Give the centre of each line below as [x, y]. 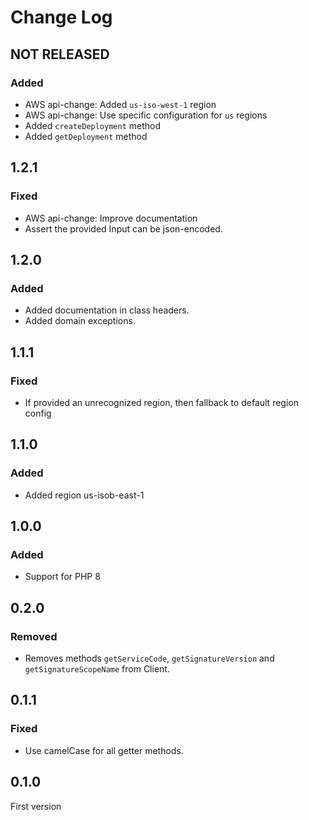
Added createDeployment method [93, 125]
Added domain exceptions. [80, 321]
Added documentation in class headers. [107, 310]
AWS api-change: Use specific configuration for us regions [146, 115]
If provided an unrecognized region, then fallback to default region [161, 402]
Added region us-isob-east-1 [84, 495]
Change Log [61, 17]
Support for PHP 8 [62, 577]
